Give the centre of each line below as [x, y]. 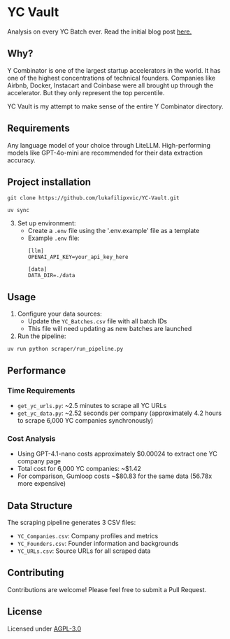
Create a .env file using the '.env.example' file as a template [114, 231]
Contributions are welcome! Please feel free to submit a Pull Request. [107, 589]
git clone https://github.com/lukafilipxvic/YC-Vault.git [93, 198]
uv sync [19, 211]
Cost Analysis [31, 438]
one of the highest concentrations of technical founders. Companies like [111, 78]
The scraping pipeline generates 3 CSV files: [72, 522]
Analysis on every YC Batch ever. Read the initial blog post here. [100, 31]
